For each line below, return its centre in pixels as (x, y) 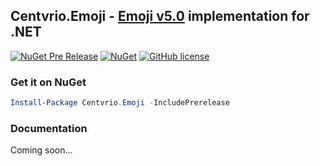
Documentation (49, 128)
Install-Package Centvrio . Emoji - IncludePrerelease (120, 103)
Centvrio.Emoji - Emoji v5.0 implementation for (160, 16)
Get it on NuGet (48, 82)
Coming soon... (41, 150)
